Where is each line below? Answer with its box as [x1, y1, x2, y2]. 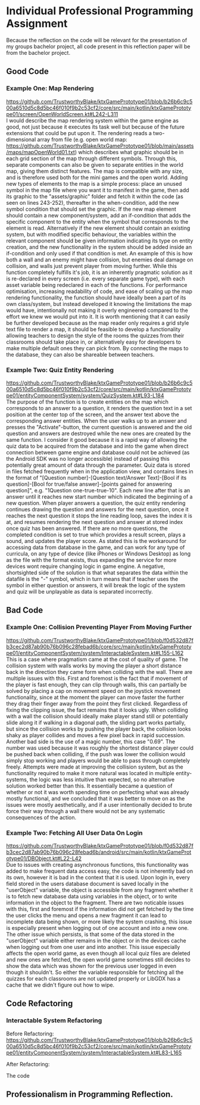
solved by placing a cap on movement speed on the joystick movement [6, 687, 181, 694]
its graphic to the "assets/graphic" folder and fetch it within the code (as [6, 192, 183, 200]
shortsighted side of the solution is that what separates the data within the [6, 569, 189, 576]
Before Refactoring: [6, 1030, 54, 1037]
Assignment [6, 17, 68, 30]
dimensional [6, 136, 36, 143]
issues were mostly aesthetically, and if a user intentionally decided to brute [6, 801, 192, 808]
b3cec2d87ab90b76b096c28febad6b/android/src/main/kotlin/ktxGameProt [6, 848, 192, 856]
